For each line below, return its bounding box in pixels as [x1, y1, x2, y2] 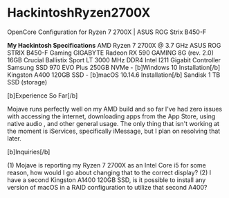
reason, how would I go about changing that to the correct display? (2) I [7, 168, 212, 177]
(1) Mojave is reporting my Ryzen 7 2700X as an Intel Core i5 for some [7, 161, 206, 169]
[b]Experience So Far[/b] [7, 91, 78, 100]
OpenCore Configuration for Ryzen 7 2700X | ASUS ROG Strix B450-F [7, 28, 207, 36]
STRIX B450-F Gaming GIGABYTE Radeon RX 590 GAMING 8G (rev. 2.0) [7, 48, 214, 57]
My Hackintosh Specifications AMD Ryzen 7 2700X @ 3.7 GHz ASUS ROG [7, 41, 221, 49]
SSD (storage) [7, 78, 48, 86]
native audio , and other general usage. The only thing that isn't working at [7, 119, 220, 127]
